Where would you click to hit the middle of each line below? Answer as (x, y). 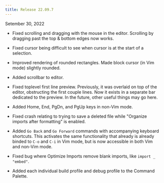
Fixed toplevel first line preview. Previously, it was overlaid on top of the (84, 87)
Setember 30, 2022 (25, 24)
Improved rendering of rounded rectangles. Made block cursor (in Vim (83, 62)
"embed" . (21, 161)
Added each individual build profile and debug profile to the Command (83, 171)
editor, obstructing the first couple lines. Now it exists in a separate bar (84, 92)
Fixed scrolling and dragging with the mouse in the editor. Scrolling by (83, 33)
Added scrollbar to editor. (38, 77)
